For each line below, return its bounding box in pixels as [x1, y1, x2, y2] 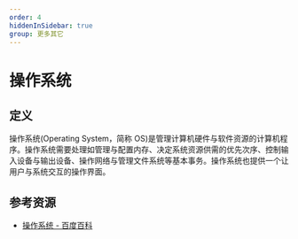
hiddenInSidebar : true [9, 21, 93, 30]
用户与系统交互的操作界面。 [9, 166, 111, 177]
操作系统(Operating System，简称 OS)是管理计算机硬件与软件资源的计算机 [9, 134, 281, 144]
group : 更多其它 [9, 29, 64, 38]
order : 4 [9, 12, 42, 22]
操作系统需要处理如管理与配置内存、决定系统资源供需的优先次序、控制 [24, 144, 281, 155]
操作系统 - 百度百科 [21, 220, 93, 231]
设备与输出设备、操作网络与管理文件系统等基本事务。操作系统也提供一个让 [16, 156, 289, 166]
